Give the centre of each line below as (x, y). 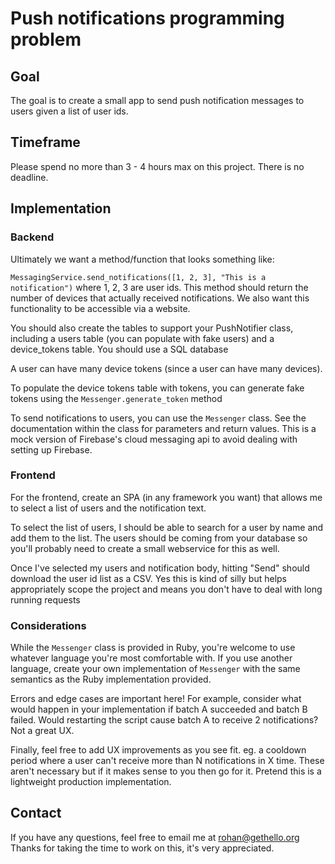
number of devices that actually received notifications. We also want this (160, 298)
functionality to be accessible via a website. (100, 308)
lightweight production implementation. (91, 782)
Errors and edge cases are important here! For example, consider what (156, 699)
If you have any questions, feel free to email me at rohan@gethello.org (155, 837)
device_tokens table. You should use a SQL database (119, 349)
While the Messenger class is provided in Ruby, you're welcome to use (153, 648)
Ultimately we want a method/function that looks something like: (142, 259)
